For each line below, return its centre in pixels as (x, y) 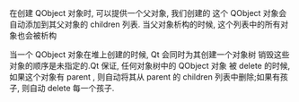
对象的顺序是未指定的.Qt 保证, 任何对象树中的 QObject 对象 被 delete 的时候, (149, 66)
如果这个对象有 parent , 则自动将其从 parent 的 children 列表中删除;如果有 (145, 77)
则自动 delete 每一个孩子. (68, 88)
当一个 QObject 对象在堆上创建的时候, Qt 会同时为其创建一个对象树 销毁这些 (149, 55)
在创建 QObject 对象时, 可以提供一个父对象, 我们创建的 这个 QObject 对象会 (148, 13)
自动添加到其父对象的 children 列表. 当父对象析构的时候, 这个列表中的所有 (145, 24)
